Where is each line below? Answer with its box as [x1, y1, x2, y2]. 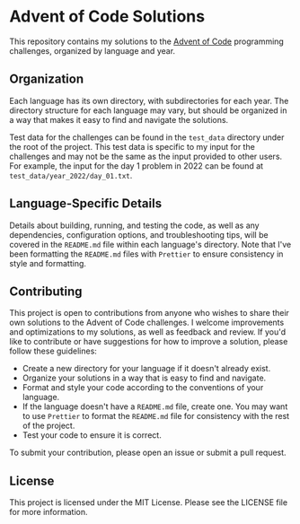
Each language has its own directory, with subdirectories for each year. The [9, 95, 289, 106]
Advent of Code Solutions [9, 6, 205, 27]
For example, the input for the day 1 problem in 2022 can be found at [9, 160, 263, 171]
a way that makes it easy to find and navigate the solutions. [9, 114, 229, 125]
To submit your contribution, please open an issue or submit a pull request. [9, 447, 287, 458]
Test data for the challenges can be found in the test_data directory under [9, 132, 285, 143]
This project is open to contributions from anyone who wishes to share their [9, 308, 290, 319]
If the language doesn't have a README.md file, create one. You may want [22, 401, 288, 412]
